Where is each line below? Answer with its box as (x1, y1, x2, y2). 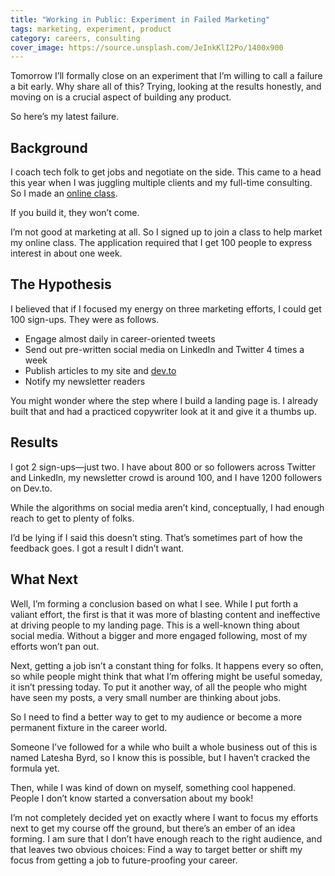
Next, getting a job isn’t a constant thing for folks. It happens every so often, (10, 659, 324, 671)
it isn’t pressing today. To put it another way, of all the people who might (10, 681, 308, 693)
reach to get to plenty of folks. (10, 512, 135, 524)
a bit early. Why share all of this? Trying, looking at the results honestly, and (10, 81, 322, 93)
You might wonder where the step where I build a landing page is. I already (10, 394, 319, 406)
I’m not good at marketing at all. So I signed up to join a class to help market (10, 226, 323, 238)
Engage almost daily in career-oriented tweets (24, 332, 216, 345)
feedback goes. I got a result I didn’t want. (10, 542, 185, 554)
